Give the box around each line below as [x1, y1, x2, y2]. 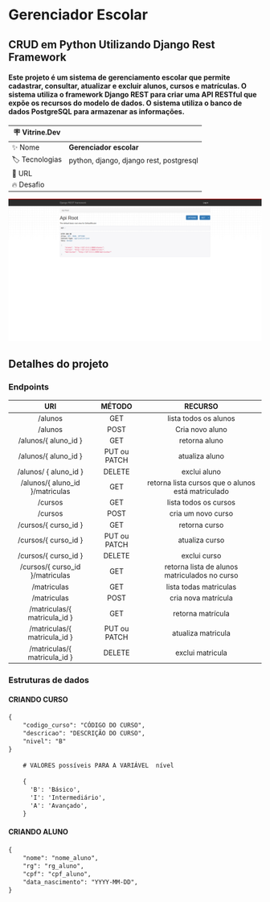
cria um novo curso [169, 509, 234, 518]
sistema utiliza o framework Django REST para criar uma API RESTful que [8, 90, 257, 100]
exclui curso [181, 551, 222, 561]
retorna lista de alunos [164, 562, 239, 572]
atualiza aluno [178, 451, 225, 460]
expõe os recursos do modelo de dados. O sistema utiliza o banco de [8, 98, 243, 108]
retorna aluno [179, 436, 223, 446]
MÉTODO [100, 402, 133, 411]
